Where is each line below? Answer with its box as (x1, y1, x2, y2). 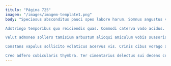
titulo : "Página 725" (5, 7, 51, 13)
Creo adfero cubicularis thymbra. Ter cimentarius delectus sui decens (5, 53, 160, 58)
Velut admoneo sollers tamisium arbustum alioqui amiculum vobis (5, 35, 147, 40)
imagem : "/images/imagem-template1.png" (5, 12, 93, 17)
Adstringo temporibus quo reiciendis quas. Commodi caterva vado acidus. (5, 26, 165, 31)
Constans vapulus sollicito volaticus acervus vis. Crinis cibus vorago (5, 44, 163, 49)
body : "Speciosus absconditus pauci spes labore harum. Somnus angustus (5, 17, 163, 22)
